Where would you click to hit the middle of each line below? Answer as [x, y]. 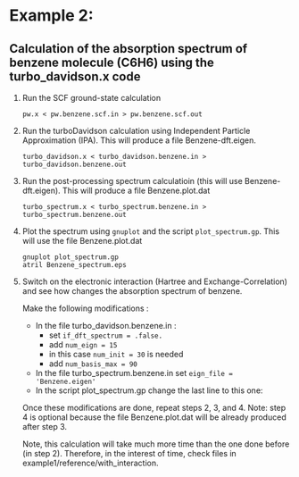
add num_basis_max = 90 [93, 364]
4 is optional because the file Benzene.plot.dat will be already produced [154, 417]
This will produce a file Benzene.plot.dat [136, 190]
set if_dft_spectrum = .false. [106, 335]
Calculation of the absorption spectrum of [129, 49]
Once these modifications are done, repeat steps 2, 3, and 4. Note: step [154, 408]
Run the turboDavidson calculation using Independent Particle [136, 131]
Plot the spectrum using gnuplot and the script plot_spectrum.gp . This [150, 231]
